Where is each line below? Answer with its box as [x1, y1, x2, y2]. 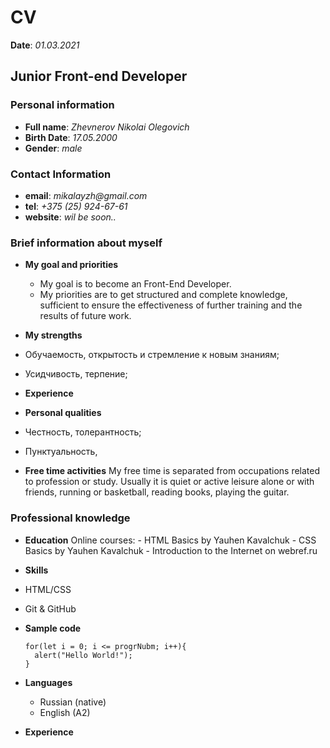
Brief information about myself [10, 236, 163, 250]
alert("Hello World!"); [34, 650, 133, 660]
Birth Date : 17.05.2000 [24, 131, 118, 143]
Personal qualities [24, 407, 102, 419]
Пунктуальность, [24, 446, 98, 458]
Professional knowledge [10, 511, 131, 525]
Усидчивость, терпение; [24, 368, 128, 380]
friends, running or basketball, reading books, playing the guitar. [24, 486, 290, 498]
